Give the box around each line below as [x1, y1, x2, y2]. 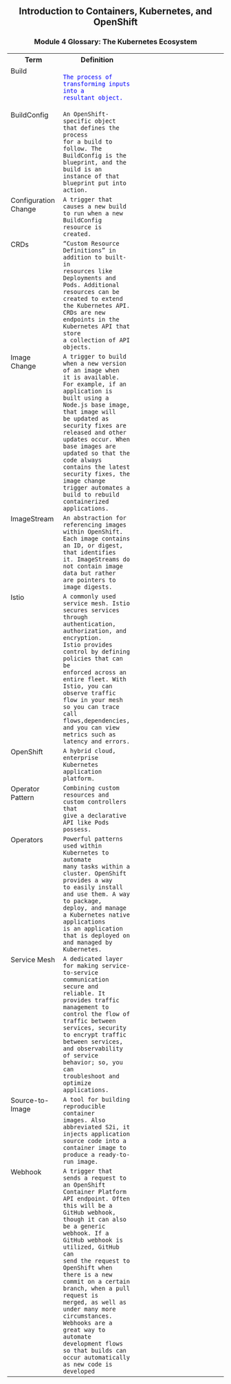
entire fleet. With [63, 675, 127, 683]
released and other [63, 428, 127, 436]
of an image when [63, 366, 120, 374]
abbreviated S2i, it [63, 1123, 131, 1131]
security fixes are [63, 421, 127, 429]
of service [63, 1051, 98, 1059]
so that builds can [63, 1346, 127, 1354]
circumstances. [63, 1312, 113, 1320]
